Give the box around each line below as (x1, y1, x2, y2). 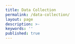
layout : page (5, 17, 33, 22)
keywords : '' (5, 26, 33, 31)
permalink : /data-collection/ (5, 12, 70, 17)
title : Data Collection (5, 7, 57, 13)
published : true (5, 31, 40, 36)
